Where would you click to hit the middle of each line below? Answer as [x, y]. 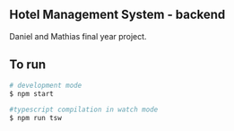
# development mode [46, 85]
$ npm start [31, 93]
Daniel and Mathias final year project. [78, 36]
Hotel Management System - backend [117, 15]
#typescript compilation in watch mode [84, 110]
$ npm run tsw [36, 118]
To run [28, 65]
